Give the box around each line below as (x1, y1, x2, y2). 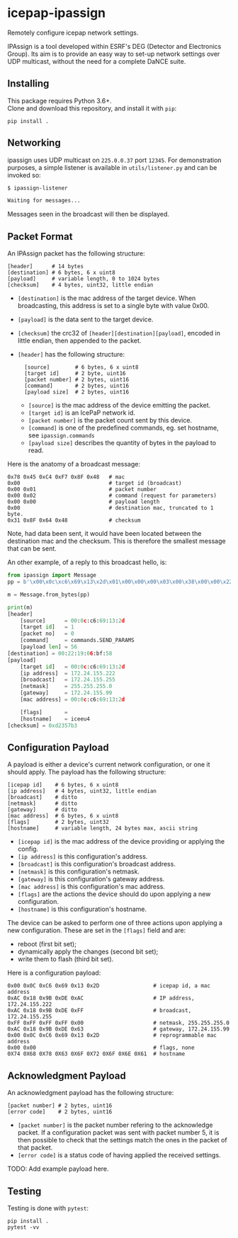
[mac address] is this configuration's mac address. (17, 883, 165, 891)
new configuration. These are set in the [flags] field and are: (7, 926, 186, 935)
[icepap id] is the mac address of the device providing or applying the (17, 837, 225, 846)
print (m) (7, 604, 33, 611)
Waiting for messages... (7, 197, 81, 205)
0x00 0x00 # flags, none (7, 1044, 195, 1052)
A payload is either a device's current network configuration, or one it (7, 760, 210, 769)
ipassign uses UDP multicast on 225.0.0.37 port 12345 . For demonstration (7, 156, 222, 164)
